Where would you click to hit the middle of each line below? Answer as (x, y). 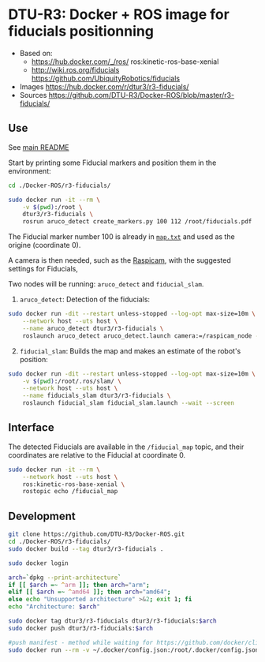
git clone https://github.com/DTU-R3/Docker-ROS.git (97, 534)
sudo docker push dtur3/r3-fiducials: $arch (81, 628)
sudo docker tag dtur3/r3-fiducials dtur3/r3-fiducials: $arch (112, 621)
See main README (39, 147)
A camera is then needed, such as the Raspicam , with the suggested (119, 260)
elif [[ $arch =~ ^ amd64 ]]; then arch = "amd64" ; (90, 592)
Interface (31, 428)
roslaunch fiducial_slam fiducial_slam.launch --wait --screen (129, 403)
